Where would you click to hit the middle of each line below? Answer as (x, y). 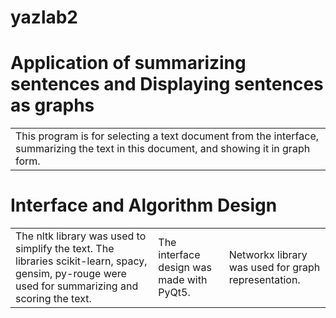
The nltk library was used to (81, 236)
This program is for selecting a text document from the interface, (167, 136)
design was (185, 268)
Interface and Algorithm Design (144, 205)
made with (183, 280)
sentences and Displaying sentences (167, 84)
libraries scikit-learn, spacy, (81, 261)
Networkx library (268, 255)
